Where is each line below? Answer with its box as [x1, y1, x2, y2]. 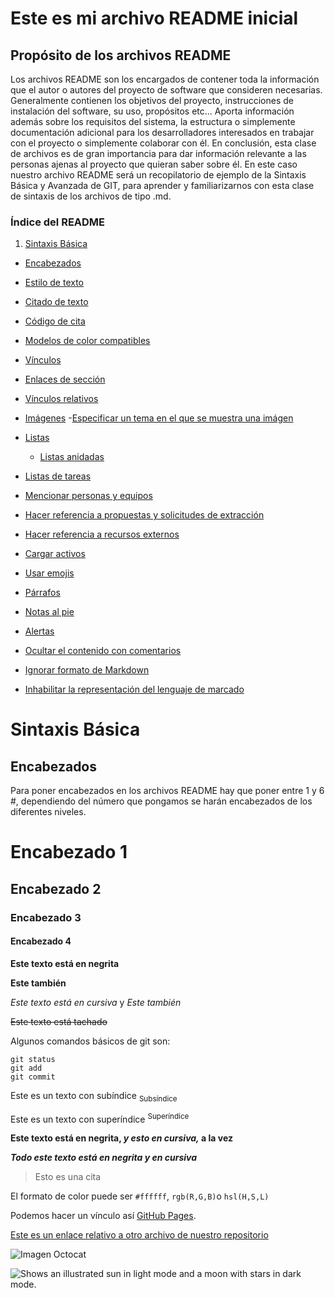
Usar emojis [24, 567, 75, 579]
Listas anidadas [39, 451, 105, 463]
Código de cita [24, 315, 86, 327]
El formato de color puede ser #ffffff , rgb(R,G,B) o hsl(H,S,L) [10, 1190, 270, 1202]
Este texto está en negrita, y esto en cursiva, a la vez [10, 1132, 233, 1144]
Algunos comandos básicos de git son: [10, 1035, 171, 1047]
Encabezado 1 [10, 841, 128, 864]
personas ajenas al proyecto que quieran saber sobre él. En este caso [10, 158, 298, 170]
